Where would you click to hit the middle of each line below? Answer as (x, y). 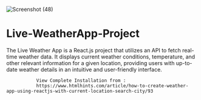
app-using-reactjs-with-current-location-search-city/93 (80, 91)
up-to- (184, 63)
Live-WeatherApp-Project (73, 34)
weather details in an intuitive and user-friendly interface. (90, 69)
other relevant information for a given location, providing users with (90, 63)
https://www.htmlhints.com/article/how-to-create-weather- (112, 86)
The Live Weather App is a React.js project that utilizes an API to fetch (94, 50)
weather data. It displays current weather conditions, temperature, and (107, 57)
